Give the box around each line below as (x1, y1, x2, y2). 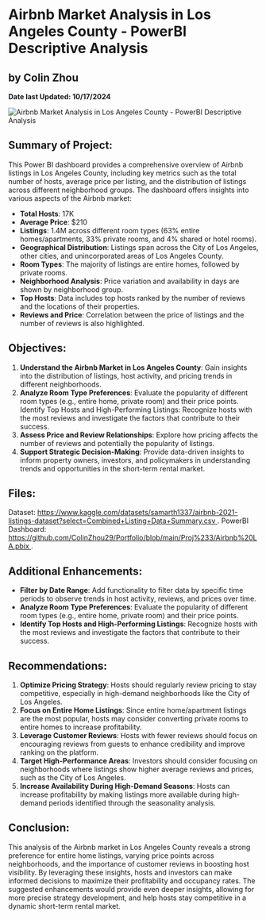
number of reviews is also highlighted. (19, 318, 145, 328)
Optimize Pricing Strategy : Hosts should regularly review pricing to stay (19, 680, 256, 690)
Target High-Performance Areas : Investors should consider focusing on (19, 756, 258, 766)
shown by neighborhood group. (19, 284, 124, 294)
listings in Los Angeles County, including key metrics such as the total (8, 168, 237, 178)
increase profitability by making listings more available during (19, 790, 221, 799)
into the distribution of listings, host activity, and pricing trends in (19, 371, 233, 380)
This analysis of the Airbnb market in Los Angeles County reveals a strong (8, 842, 251, 852)
